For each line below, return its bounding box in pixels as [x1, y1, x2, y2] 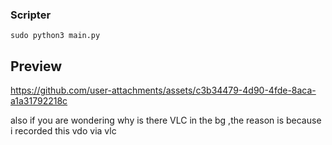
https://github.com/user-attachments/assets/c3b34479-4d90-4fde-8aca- [10, 84, 317, 97]
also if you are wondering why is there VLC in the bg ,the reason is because [10, 114, 322, 127]
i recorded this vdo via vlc [10, 125, 117, 137]
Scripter [10, 8, 52, 22]
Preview [10, 58, 63, 75]
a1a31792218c [10, 95, 68, 107]
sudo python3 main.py [10, 31, 101, 41]
